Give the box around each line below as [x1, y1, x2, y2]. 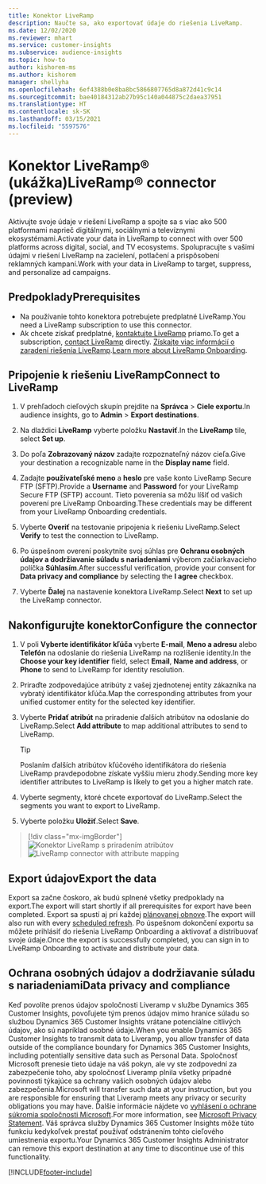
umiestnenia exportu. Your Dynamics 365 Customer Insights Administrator [8, 1135, 249, 1144]
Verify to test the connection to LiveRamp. [19, 531, 159, 540]
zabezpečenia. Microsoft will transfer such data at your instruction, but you [8, 1084, 252, 1093]
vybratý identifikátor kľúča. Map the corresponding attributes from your [19, 689, 253, 698]
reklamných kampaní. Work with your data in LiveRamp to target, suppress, [8, 259, 252, 269]
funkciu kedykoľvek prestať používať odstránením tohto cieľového [8, 1126, 224, 1136]
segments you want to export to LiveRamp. [19, 801, 160, 811]
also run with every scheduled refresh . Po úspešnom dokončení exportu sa [8, 918, 254, 927]
